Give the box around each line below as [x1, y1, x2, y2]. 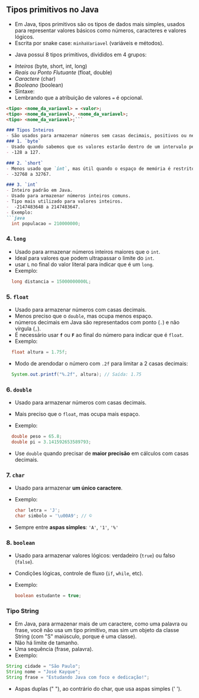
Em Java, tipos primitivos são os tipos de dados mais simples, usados [14, 20, 185, 27]
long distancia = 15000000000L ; [11, 279, 92, 285]
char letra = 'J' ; [14, 507, 60, 513]
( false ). [14, 558, 34, 566]
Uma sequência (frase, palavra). [14, 646, 94, 653]
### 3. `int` [6, 182, 38, 188]
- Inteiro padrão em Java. [6, 187, 73, 194]
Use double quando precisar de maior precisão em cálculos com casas [14, 450, 189, 457]
